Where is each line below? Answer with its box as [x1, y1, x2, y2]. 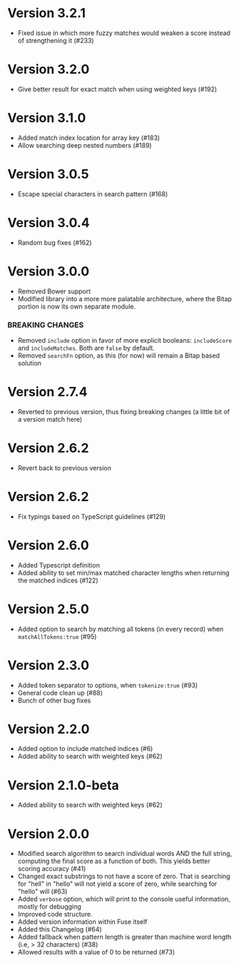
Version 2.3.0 [7, 657, 90, 673]
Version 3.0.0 [7, 263, 90, 279]
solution [17, 358, 41, 367]
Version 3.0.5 [7, 166, 89, 182]
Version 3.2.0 [7, 61, 90, 78]
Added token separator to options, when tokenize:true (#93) [17, 680, 198, 690]
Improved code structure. [17, 910, 93, 919]
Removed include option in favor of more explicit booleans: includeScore [17, 336, 232, 344]
